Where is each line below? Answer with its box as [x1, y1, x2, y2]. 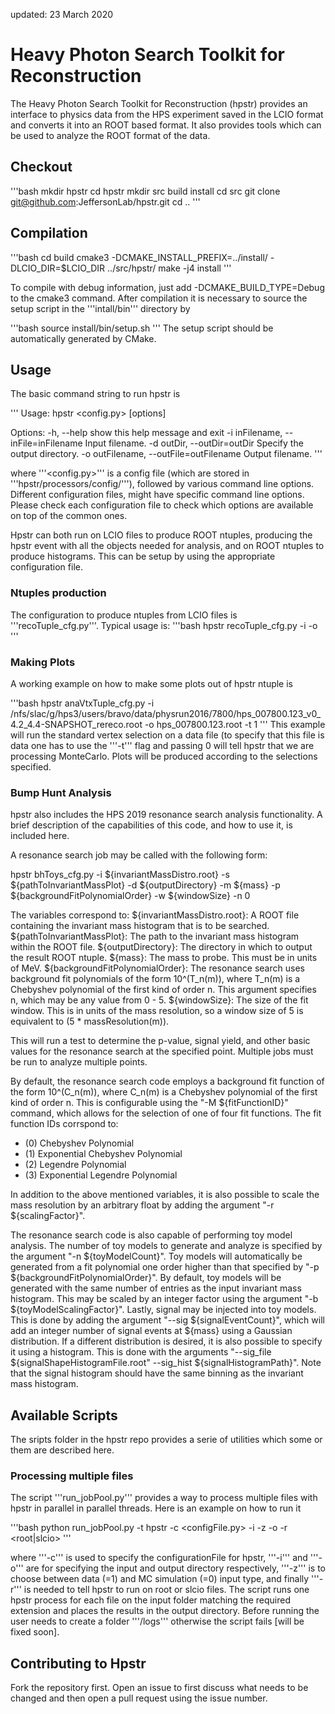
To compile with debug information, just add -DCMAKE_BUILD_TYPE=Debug [10, 281, 325, 293]
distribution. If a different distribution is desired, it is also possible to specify [10, 1335, 323, 1348]
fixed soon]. [10, 1626, 60, 1638]
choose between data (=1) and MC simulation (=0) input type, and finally [10, 1573, 310, 1585]
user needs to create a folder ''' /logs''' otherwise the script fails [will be [10, 1615, 305, 1628]
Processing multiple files [10, 1469, 134, 1483]
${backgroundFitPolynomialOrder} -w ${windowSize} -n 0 [10, 890, 251, 902]
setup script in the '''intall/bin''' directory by [10, 302, 191, 314]
